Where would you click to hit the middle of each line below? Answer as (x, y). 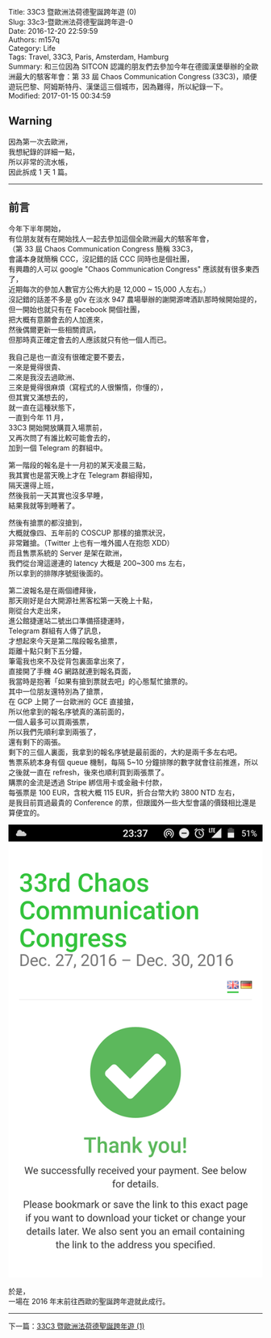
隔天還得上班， (33, 485)
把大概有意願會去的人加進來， (58, 319)
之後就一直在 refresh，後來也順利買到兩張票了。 (89, 772)
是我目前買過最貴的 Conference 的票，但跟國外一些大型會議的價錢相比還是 (132, 802)
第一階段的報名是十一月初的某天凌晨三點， (79, 465)
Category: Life (32, 48)
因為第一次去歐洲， (40, 141)
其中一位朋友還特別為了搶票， (58, 691)
